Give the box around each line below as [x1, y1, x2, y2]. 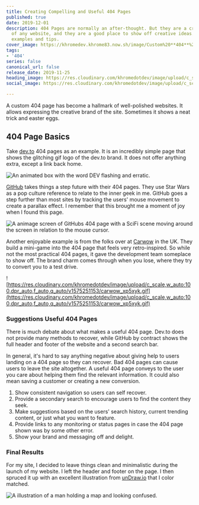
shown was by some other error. [14, 427, 94, 434]
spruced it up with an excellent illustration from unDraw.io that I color [6, 474, 174, 481]
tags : [6, 48, 20, 53]
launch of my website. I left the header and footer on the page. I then [6, 468, 174, 475]
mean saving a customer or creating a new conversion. [6, 378, 140, 385]
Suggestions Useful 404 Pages [6, 314, 98, 323]
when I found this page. [6, 209, 64, 216]
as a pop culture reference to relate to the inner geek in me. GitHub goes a [6, 190, 188, 197]
